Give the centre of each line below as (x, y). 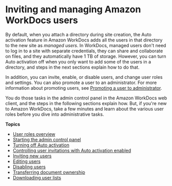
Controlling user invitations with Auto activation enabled (72, 150)
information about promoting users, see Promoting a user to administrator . (84, 88)
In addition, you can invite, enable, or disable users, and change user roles (84, 77)
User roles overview (34, 134)
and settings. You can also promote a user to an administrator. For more (81, 82)
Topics (13, 124)
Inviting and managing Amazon (73, 9)
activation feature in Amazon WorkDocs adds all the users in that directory (84, 40)
